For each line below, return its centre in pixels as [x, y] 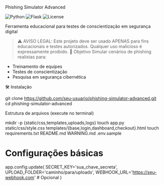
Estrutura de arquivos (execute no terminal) [50, 113]
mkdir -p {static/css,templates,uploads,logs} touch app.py [65, 123]
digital [11, 31]
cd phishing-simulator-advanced [39, 104]
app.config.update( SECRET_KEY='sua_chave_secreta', [61, 167]
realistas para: [32, 57]
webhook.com [20, 177]
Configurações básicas [54, 153]
